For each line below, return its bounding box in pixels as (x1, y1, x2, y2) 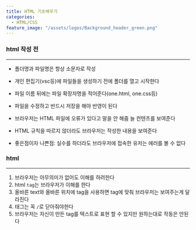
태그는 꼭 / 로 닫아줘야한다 (14, 203, 74, 210)
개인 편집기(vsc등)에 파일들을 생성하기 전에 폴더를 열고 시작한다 (14, 77, 159, 85)
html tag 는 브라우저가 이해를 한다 (14, 181, 91, 188)
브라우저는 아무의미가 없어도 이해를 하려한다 (14, 173, 115, 181)
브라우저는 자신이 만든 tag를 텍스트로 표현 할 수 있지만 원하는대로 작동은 (14, 210, 178, 217)
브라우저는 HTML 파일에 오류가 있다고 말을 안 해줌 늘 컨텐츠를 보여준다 (14, 114, 176, 121)
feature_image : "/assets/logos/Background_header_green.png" (6, 25, 158, 31)
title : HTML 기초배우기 (6, 8, 58, 15)
